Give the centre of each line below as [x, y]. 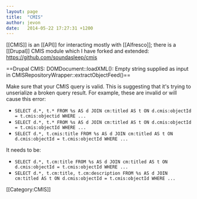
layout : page [22, 12]
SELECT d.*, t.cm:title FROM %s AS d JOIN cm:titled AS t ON [91, 162]
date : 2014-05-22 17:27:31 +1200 [50, 28]
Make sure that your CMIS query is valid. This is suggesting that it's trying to [98, 87]
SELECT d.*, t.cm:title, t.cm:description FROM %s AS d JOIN [91, 174]
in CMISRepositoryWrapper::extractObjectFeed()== [69, 75]
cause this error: [26, 99]
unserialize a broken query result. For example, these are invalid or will [92, 93]
